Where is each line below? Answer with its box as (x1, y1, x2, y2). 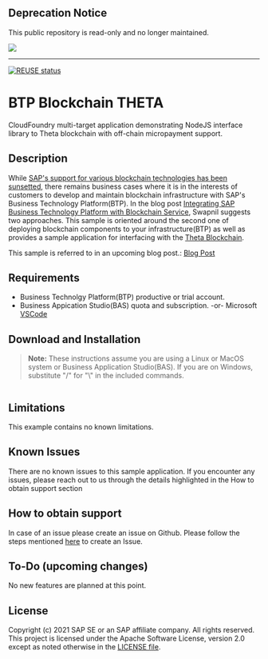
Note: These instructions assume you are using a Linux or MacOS (27, 353, 245, 363)
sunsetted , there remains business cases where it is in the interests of (8, 182, 238, 191)
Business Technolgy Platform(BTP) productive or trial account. (19, 292, 225, 302)
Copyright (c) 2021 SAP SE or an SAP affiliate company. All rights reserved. (8, 625, 255, 635)
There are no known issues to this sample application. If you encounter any (8, 466, 255, 476)
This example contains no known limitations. (8, 422, 154, 431)
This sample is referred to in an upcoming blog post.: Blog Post (8, 248, 215, 258)
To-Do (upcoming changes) (8, 560, 148, 573)
